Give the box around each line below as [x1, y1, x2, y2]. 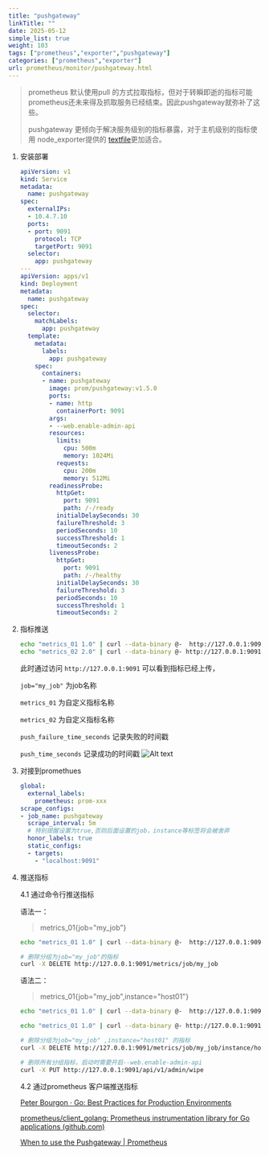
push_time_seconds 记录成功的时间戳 [19, 749, 141, 758]
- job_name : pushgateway [19, 812, 104, 820]
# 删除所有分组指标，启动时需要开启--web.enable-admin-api [19, 1058, 202, 1067]
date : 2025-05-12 [8, 27, 67, 35]
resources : [49, 430, 86, 438]
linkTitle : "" [8, 19, 56, 27]
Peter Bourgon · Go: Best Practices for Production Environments [19, 1097, 232, 1107]
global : [19, 782, 46, 790]
